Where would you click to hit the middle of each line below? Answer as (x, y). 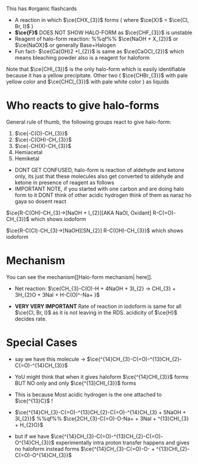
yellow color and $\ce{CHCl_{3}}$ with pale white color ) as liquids (88, 82)
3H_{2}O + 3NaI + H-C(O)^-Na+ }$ (57, 294)
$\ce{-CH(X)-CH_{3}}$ (43, 146)
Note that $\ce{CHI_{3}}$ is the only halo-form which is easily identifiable (96, 69)
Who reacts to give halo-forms (83, 106)
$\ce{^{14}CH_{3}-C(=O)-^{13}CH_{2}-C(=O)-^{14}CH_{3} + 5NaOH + (100, 412)
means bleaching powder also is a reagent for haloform (82, 58)
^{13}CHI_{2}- (173, 449)
